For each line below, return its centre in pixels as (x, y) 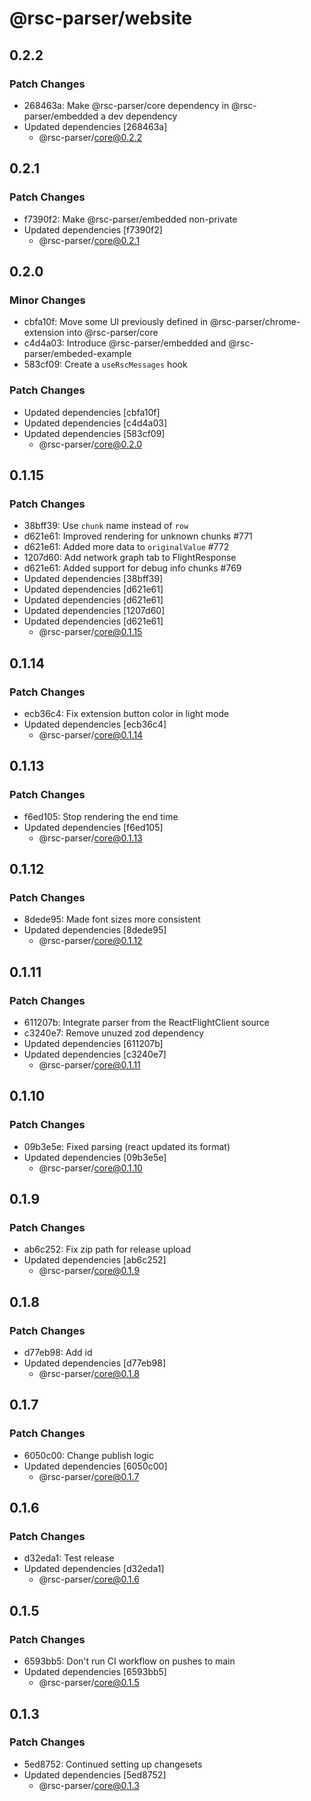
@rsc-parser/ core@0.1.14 (91, 734)
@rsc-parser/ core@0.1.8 (89, 1374)
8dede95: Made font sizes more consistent (112, 919)
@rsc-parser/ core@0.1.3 (89, 1785)
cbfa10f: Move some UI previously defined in (116, 322)
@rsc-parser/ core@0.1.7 (89, 1476)
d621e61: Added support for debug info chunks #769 (132, 568)
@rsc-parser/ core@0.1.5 (89, 1683)
